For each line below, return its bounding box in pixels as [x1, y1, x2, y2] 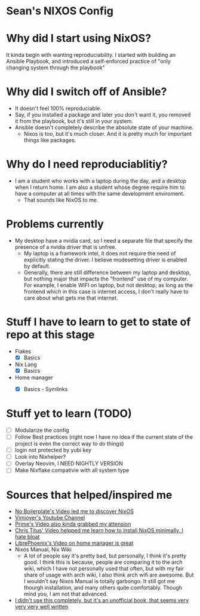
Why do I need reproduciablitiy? [6, 157, 168, 171]
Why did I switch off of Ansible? [6, 85, 167, 99]
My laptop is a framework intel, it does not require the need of [23, 249, 176, 257]
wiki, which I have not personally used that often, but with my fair [23, 565, 184, 572]
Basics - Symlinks [23, 386, 68, 392]
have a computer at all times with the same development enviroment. [14, 190, 185, 197]
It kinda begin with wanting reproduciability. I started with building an [6, 51, 176, 59]
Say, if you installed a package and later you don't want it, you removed [14, 111, 191, 118]
